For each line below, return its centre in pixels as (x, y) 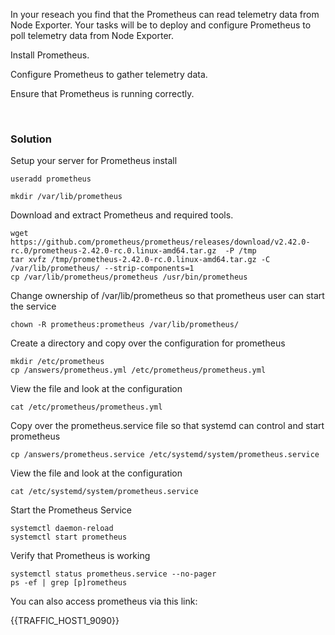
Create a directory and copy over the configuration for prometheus (148, 343)
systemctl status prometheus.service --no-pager (113, 574)
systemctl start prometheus (69, 537)
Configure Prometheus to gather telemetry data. (109, 74)
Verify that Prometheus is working (80, 556)
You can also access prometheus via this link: (104, 601)
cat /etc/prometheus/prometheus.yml (86, 407)
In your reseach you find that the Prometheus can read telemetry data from (165, 14)
